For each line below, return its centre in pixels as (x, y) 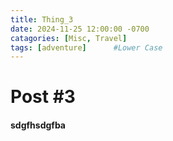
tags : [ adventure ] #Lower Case (86, 47)
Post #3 (43, 97)
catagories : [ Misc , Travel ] (69, 38)
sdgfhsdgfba (38, 125)
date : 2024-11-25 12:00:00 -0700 (80, 29)
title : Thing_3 (42, 19)
